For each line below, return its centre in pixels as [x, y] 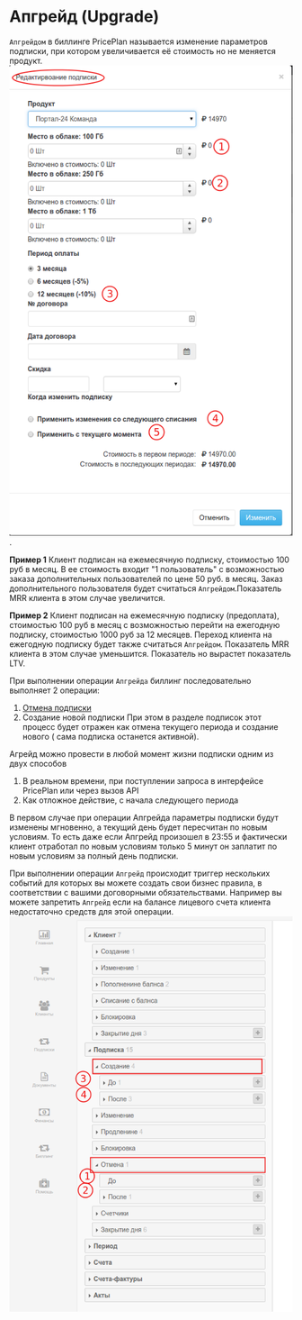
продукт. [26, 60]
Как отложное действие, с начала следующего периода [130, 800]
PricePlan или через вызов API [80, 791]
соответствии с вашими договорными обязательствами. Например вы [146, 893]
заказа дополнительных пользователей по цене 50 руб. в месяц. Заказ [146, 579]
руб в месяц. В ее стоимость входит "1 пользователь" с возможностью [147, 569]
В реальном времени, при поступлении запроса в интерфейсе [142, 781]
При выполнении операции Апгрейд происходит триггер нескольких [140, 874]
